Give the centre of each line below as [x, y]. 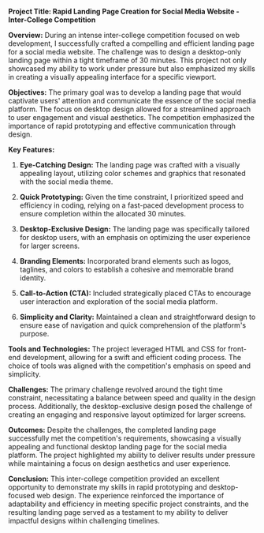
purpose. [34, 334]
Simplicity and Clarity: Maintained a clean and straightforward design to [138, 317]
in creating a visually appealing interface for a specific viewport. [112, 77]
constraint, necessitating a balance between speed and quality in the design [132, 398]
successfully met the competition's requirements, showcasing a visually [125, 438]
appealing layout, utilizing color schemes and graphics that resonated [132, 173]
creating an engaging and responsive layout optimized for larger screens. [127, 415]
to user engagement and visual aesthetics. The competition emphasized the [131, 117]
